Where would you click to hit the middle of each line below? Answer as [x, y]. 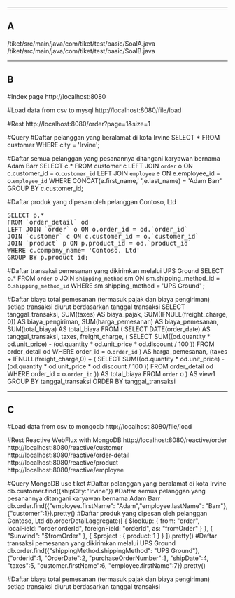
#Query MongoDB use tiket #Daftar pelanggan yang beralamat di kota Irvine [117, 484]
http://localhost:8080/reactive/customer [65, 448]
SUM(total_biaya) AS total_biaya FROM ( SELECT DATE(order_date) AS [109, 329]
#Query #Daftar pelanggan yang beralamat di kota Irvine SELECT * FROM [114, 137]
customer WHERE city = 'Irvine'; [54, 145]
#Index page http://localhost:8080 [57, 96]
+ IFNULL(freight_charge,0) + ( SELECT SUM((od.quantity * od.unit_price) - [116, 359]
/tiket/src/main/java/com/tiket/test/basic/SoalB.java [81, 51]
